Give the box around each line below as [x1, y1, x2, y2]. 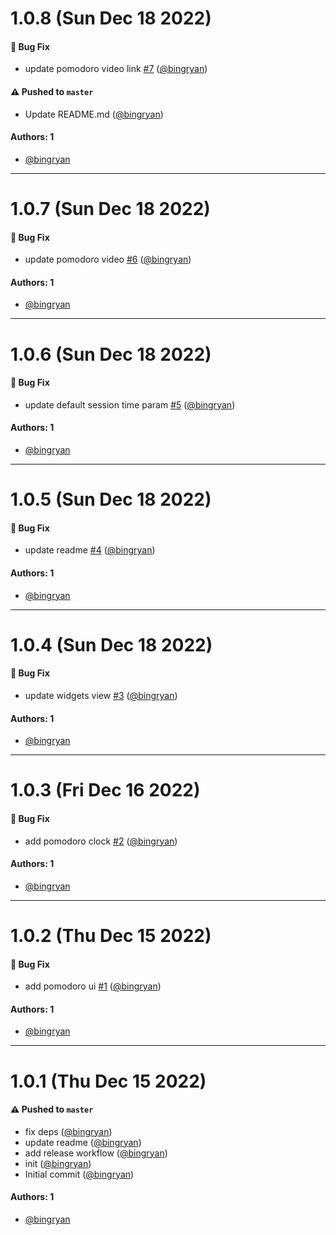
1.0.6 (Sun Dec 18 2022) [10, 343, 212, 366]
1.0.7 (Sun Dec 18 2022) [10, 197, 211, 220]
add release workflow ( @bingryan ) [24, 1147, 168, 1159]
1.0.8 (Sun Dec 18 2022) [10, 7, 212, 30]
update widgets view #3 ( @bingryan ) [24, 689, 178, 701]
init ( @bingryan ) [24, 1157, 92, 1169]
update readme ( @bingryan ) [24, 1136, 142, 1148]
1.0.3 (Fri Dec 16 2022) [10, 779, 201, 802]
